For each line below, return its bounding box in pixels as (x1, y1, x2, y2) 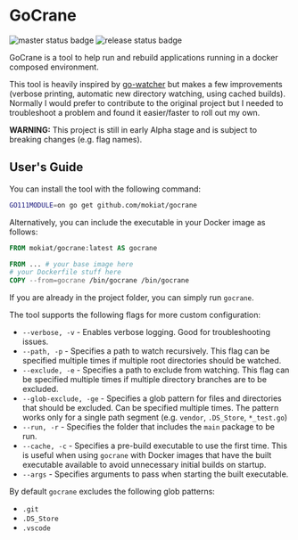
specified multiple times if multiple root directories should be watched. (21, 356, 282, 366)
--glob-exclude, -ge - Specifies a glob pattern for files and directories (21, 393, 283, 404)
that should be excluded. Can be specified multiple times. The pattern (21, 403, 279, 413)
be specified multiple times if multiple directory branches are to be (21, 374, 268, 385)
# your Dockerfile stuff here (9, 268, 122, 277)
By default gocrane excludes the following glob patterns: (9, 487, 216, 497)
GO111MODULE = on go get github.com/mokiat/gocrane (9, 200, 198, 209)
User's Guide (9, 160, 84, 175)
